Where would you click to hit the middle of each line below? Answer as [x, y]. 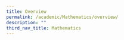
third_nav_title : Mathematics [44, 28]
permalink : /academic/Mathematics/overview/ [62, 17]
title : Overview [26, 11]
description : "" [26, 22]
